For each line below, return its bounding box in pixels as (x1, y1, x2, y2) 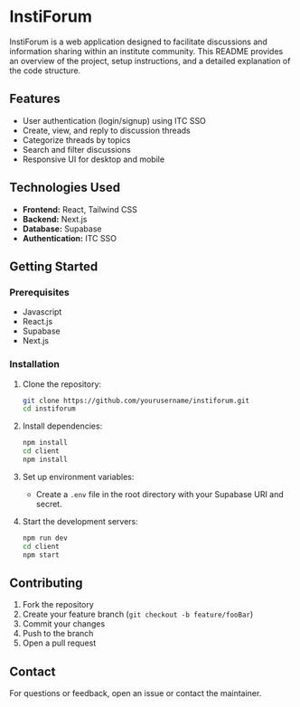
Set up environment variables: (22, 471, 135, 482)
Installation (9, 358, 61, 371)
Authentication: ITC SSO (22, 232, 117, 243)
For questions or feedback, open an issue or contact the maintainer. (9, 688, 262, 699)
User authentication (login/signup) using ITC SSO (22, 115, 206, 126)
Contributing (9, 575, 83, 590)
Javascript (22, 306, 62, 317)
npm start (22, 550, 61, 560)
